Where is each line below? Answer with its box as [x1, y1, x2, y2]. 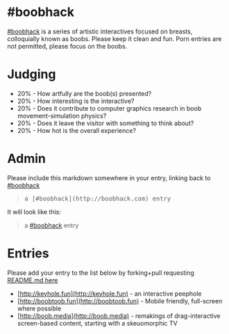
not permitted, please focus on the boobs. [7, 42, 128, 50]
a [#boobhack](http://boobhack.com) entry [24, 194, 171, 202]
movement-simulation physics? [17, 111, 107, 120]
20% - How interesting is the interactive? [17, 97, 135, 105]
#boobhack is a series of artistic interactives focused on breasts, [7, 27, 193, 35]
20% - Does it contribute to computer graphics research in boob [17, 104, 202, 112]
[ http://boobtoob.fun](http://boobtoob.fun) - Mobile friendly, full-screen [17, 296, 223, 305]
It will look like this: [7, 207, 61, 216]
